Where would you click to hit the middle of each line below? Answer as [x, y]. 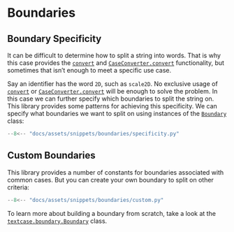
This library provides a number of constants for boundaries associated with [116, 172]
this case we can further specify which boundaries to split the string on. [111, 99]
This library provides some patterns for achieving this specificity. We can [112, 106]
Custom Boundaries [51, 155]
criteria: [19, 187]
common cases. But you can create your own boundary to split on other [111, 180]
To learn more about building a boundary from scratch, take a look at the [112, 213]
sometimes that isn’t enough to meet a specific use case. [89, 70]
